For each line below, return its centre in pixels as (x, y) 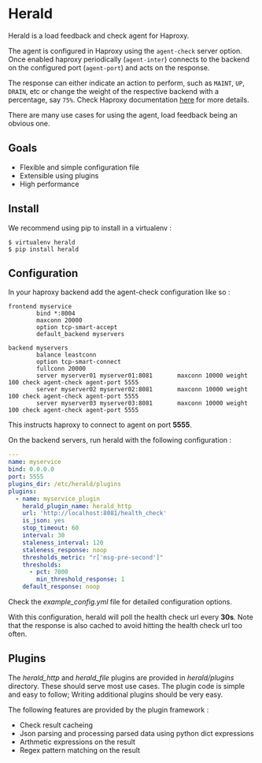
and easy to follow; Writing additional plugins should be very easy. (116, 694)
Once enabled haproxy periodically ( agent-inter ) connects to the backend (129, 59)
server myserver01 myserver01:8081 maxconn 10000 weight (142, 376)
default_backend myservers (81, 335)
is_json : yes (44, 521)
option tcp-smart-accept (77, 327)
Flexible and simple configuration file (79, 167)
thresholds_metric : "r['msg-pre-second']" (93, 557)
